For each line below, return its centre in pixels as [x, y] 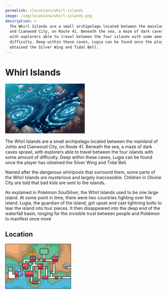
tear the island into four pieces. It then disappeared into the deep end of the [83, 208]
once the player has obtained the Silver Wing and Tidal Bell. [66, 162]
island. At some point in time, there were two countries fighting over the [79, 197]
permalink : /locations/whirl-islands [44, 10]
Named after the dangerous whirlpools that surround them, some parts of [80, 172]
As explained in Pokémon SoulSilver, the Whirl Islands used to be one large [82, 192]
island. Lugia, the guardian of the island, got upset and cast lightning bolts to [83, 203]
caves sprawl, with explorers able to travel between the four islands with [79, 152]
